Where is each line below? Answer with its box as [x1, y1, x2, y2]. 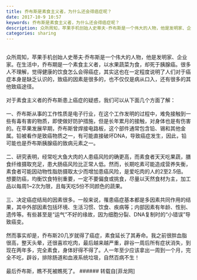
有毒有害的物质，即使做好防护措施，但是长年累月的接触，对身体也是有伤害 [11, 118, 191, 125]
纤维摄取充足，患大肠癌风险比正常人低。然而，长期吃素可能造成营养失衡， [11, 161, 191, 168]
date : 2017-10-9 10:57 [6, 14, 62, 20]
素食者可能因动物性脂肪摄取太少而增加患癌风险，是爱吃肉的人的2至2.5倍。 [6, 168, 186, 175]
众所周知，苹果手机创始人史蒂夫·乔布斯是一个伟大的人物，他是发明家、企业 [6, 54, 188, 61]
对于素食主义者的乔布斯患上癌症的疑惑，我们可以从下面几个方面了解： [6, 96, 176, 104]
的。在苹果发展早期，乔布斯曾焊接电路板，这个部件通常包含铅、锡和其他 [6, 125, 181, 132]
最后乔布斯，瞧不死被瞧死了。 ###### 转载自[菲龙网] [6, 268, 135, 275]
